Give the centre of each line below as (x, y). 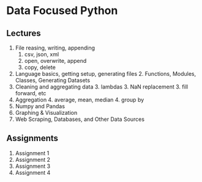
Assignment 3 (33, 166)
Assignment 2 (33, 159)
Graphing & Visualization (46, 113)
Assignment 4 (33, 172)
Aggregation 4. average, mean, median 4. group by (80, 100)
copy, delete (40, 67)
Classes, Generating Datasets (53, 80)
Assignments (32, 138)
